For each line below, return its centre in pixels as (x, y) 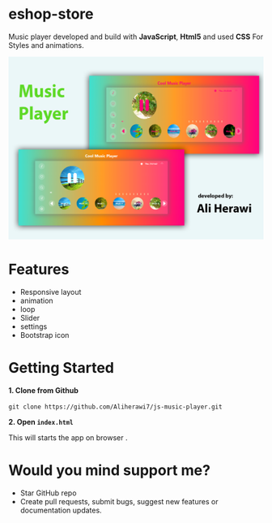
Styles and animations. (47, 45)
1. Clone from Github (44, 390)
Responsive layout (51, 292)
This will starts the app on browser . (68, 437)
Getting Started (62, 367)
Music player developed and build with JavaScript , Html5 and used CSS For (136, 37)
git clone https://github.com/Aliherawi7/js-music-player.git (115, 407)
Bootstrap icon (45, 335)
